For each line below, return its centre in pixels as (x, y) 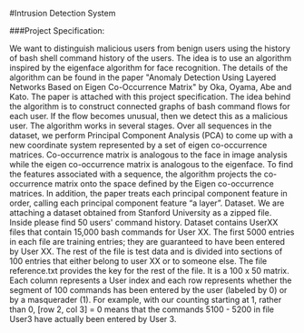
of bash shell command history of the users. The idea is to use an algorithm (151, 58)
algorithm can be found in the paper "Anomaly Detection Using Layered (143, 77)
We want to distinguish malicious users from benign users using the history (150, 48)
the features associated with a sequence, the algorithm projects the (136, 174)
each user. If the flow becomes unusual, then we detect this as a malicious (149, 116)
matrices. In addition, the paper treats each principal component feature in (148, 193)
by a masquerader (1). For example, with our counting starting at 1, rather (146, 300)
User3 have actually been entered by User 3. (93, 319)
